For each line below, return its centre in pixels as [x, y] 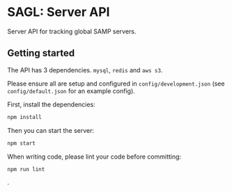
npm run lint [26, 169]
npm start [22, 143]
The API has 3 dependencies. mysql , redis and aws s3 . [85, 70]
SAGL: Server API [59, 12]
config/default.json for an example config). [71, 90]
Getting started [41, 53]
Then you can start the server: [51, 130]
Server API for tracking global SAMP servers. [72, 31]
